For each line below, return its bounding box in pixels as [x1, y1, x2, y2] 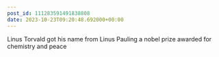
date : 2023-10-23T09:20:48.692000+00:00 [7, 16, 125, 23]
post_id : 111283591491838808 [7, 9, 90, 17]
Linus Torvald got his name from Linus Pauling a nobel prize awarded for [7, 35, 212, 43]
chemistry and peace [7, 42, 67, 50]
